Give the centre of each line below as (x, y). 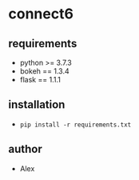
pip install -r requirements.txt (75, 125)
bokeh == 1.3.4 (44, 71)
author (25, 149)
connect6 (41, 14)
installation (37, 105)
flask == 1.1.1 (40, 80)
